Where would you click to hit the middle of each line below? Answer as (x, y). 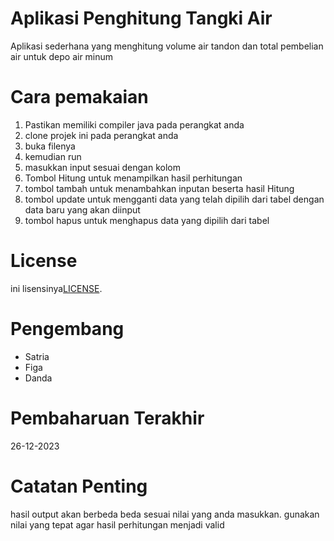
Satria (37, 356)
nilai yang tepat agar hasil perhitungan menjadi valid (117, 524)
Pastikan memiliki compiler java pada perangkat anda (134, 124)
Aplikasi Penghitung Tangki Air (141, 18)
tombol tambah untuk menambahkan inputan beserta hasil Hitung (159, 188)
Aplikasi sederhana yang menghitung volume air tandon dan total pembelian (167, 46)
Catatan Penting (79, 486)
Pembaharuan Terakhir (107, 418)
